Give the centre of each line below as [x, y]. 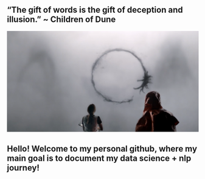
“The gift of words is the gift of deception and [95, 10]
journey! [23, 168]
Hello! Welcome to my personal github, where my [102, 149]
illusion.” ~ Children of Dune [61, 20]
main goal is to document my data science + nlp [99, 158]
